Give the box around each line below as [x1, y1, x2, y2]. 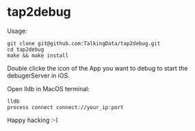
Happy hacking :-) [7, 116, 58, 124]
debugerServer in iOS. [7, 71, 70, 80]
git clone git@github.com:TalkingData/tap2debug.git [7, 40, 161, 47]
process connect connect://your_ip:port [7, 104, 125, 110]
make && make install [7, 52, 69, 59]
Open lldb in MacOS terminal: [7, 84, 90, 93]
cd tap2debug [7, 46, 44, 53]
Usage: [7, 27, 27, 35]
